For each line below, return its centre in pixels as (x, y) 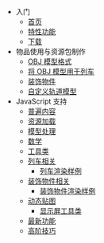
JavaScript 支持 (41, 101)
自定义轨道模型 (52, 91)
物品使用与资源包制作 (50, 51)
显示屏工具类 (60, 211)
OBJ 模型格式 (50, 61)
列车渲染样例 (60, 171)
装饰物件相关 (48, 181)
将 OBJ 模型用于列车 (61, 71)
